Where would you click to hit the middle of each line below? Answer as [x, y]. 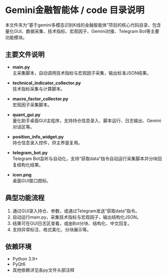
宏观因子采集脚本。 [32, 105]
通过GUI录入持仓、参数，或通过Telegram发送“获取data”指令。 [76, 211]
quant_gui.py [26, 115]
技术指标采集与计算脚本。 [39, 89]
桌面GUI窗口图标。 [32, 180]
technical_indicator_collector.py [47, 83]
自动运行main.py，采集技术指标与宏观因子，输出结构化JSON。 [77, 217]
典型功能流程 [25, 198]
